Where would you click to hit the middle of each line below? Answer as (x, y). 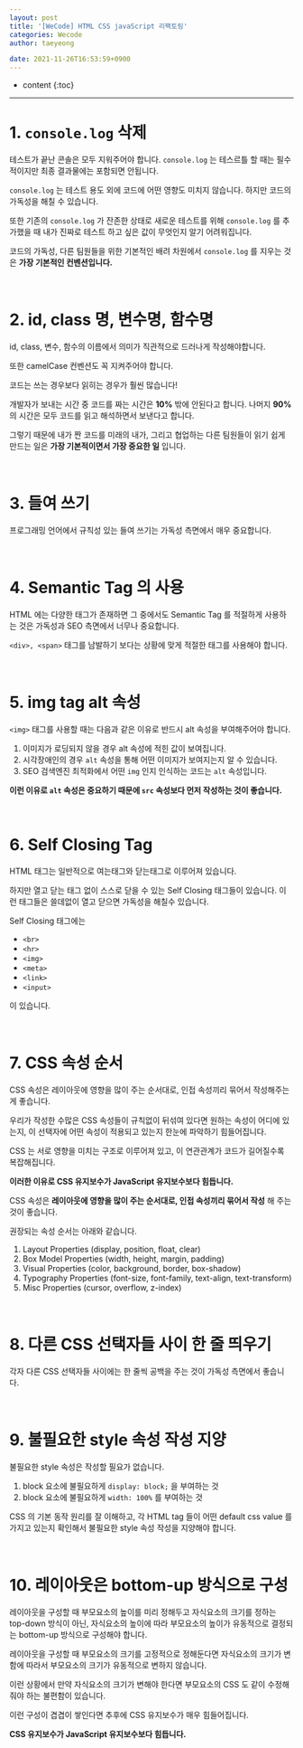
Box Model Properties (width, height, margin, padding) (124, 1259)
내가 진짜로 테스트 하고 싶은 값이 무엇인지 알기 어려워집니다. (147, 232)
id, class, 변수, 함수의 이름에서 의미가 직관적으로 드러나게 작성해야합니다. (138, 346)
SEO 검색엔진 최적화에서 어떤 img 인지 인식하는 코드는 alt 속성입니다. (145, 770)
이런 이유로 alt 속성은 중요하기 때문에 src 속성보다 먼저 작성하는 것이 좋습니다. (146, 790)
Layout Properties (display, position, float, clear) (111, 1249)
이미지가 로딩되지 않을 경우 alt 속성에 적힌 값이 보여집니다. (124, 748)
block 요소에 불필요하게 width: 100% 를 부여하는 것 (112, 1497)
